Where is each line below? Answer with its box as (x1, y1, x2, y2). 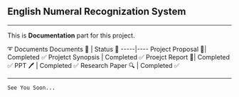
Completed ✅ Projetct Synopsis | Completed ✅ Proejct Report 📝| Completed (7, 52, 230, 61)
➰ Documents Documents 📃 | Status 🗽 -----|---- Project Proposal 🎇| (7, 45, 207, 53)
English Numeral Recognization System (7, 6, 186, 18)
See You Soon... (7, 84, 55, 91)
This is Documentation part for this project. (7, 31, 135, 40)
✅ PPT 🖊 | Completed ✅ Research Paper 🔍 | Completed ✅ (7, 61, 180, 69)
